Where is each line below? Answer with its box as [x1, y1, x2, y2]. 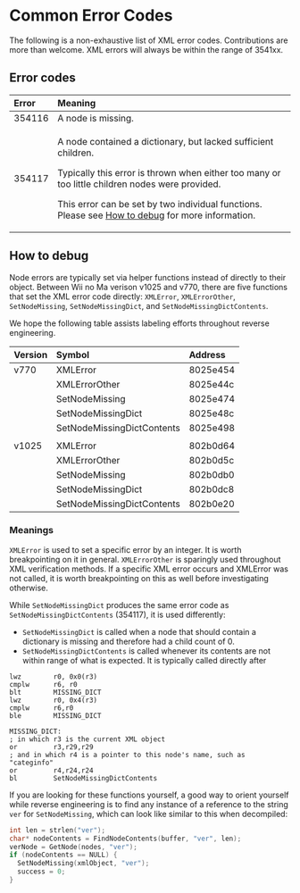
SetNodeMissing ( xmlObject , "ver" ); [17, 859, 150, 868]
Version [13, 348, 48, 361]
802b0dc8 [188, 483, 235, 496]
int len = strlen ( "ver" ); [9, 825, 105, 835]
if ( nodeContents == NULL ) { [9, 850, 118, 860]
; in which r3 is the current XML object [9, 734, 166, 744]
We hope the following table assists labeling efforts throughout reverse [9, 318, 270, 329]
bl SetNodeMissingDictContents [9, 773, 158, 782]
